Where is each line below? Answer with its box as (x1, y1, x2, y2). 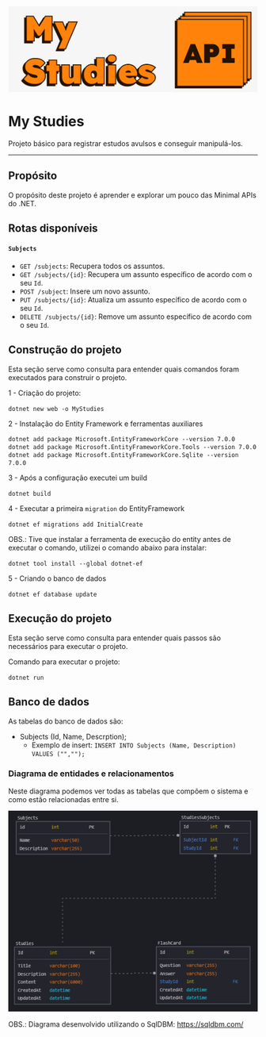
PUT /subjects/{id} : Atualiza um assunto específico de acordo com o (19, 295, 247, 305)
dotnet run (8, 674, 44, 682)
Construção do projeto (8, 344, 122, 357)
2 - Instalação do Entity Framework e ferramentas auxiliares (8, 419, 203, 428)
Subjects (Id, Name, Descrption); (19, 732, 127, 741)
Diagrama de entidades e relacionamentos (8, 768, 174, 779)
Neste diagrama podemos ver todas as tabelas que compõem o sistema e (8, 786, 249, 796)
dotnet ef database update (8, 590, 97, 598)
